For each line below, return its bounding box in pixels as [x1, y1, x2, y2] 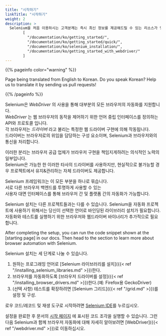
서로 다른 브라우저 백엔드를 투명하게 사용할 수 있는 [5, 184, 101, 191]
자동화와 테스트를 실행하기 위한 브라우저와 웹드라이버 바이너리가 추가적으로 [5, 214, 149, 220]
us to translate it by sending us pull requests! [5, 82, 96, 88]
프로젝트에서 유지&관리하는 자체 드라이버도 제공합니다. [10, 168, 115, 174]
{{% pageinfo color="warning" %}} [5, 67, 77, 73]
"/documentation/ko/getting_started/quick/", [27, 40, 123, 45]
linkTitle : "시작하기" [5, 12, 48, 17]
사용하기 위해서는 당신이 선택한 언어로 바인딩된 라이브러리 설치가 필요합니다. [14, 208, 161, 214]
